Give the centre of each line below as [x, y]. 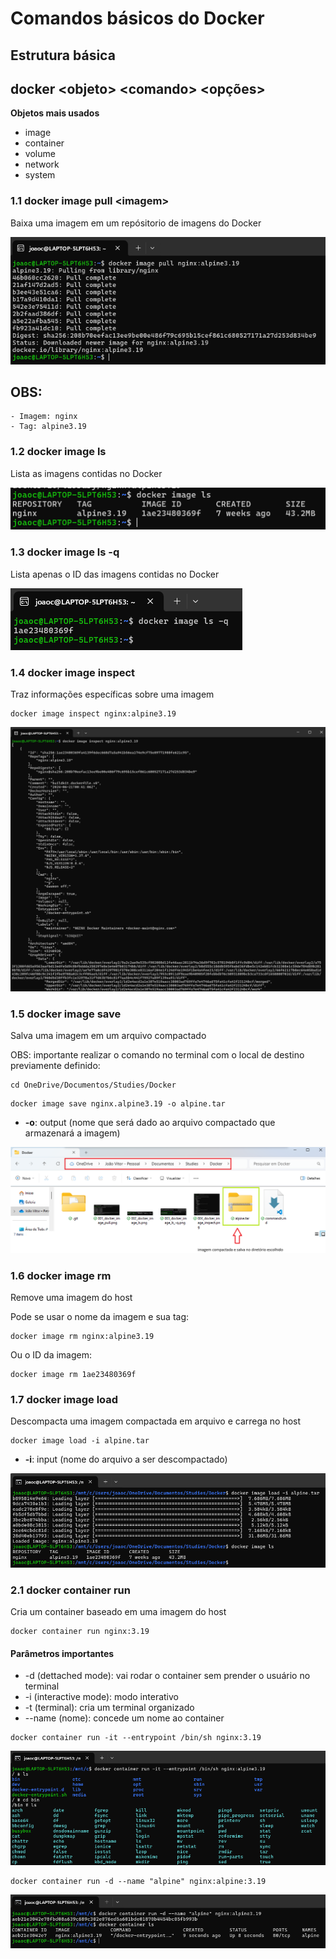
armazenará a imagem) [72, 1133]
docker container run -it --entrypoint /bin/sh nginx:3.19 [136, 1738]
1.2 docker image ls [58, 452]
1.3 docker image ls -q [65, 552]
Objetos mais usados [55, 113]
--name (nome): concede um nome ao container [124, 1718]
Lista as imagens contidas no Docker [86, 473]
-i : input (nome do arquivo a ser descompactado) [126, 1459]
